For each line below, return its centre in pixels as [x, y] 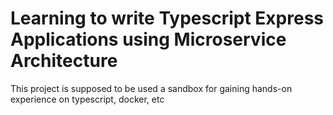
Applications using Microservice [148, 39]
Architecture [64, 61]
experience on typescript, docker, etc [87, 99]
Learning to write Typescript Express [167, 18]
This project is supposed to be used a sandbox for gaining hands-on [151, 88]
